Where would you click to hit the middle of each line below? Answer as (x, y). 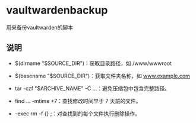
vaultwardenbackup (57, 10)
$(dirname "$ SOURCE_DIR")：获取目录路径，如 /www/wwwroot (93, 63)
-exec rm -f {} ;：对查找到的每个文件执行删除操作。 (78, 114)
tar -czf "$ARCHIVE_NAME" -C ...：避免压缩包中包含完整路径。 (92, 88)
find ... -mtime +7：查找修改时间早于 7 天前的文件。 (78, 101)
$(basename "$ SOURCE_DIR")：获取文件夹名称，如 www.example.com (102, 76)
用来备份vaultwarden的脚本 (39, 27)
